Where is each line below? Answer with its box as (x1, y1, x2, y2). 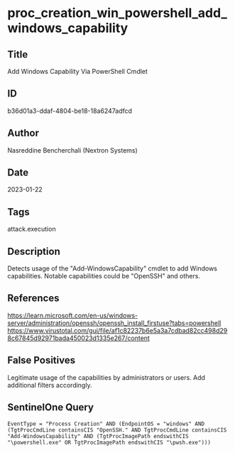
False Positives (7, 354, 76, 366)
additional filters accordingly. (7, 381, 92, 389)
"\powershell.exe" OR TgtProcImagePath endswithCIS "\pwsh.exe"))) (7, 439, 212, 446)
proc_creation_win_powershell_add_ (7, 5, 227, 21)
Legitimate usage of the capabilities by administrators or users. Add (7, 373, 206, 381)
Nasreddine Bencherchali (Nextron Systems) (7, 146, 138, 154)
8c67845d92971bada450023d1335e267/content (7, 334, 151, 342)
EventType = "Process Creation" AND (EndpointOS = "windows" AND (7, 420, 204, 427)
